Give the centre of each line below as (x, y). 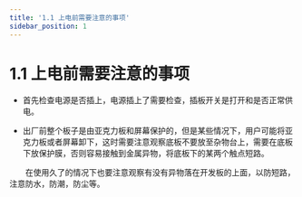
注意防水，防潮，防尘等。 (57, 184)
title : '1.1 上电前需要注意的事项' (69, 18)
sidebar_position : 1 (49, 26)
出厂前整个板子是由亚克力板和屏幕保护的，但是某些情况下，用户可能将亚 (157, 131)
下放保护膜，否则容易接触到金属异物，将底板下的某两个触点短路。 (146, 154)
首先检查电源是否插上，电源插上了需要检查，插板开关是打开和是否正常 (154, 100)
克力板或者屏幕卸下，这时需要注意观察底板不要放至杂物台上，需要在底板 (157, 142)
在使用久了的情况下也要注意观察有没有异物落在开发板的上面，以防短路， (161, 173)
